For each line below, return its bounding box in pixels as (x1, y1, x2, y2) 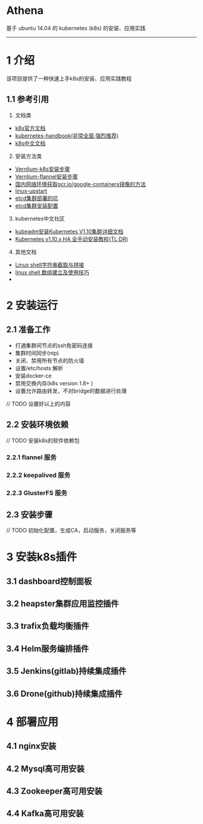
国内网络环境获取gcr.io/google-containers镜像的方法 (14, 180, 146, 188)
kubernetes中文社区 (14, 214, 65, 222)
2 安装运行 (6, 298, 59, 312)
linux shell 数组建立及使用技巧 (14, 268, 89, 276)
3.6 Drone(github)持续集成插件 (6, 688, 123, 699)
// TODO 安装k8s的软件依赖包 (6, 437, 80, 444)
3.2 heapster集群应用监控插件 (6, 599, 119, 609)
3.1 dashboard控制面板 (6, 576, 92, 586)
